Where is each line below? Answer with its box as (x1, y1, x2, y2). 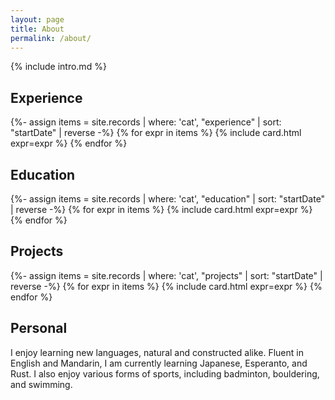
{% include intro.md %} (10, 61, 107, 73)
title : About (10, 24, 65, 34)
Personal (10, 320, 68, 337)
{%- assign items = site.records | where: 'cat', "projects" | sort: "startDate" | (10, 269, 323, 281)
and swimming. (10, 378, 73, 390)
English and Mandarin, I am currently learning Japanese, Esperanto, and (10, 357, 308, 369)
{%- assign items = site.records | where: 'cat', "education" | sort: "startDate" (10, 193, 326, 205)
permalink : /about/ (10, 33, 92, 43)
